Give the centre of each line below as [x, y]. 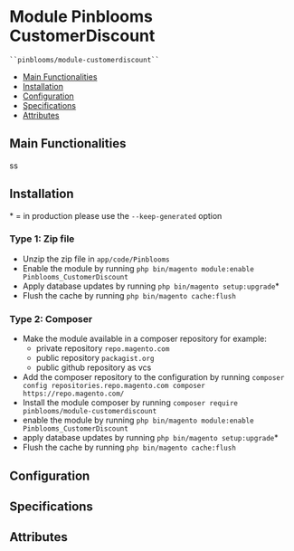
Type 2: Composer [51, 318]
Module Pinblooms [81, 17]
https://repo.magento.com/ [73, 394]
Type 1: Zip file [42, 239]
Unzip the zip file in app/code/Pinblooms [96, 259]
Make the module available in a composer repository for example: [144, 339]
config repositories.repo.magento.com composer [114, 386]
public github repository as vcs [94, 367]
